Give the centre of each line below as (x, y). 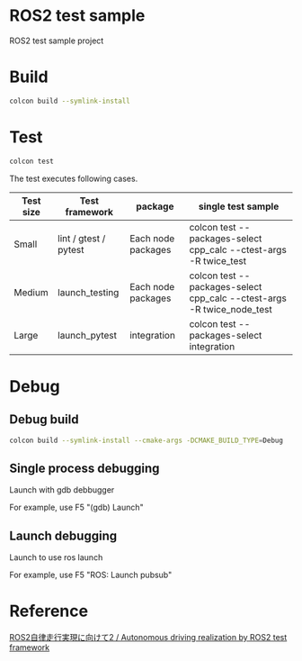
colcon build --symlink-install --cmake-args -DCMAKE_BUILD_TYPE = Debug (146, 440)
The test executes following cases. (74, 178)
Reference (49, 611)
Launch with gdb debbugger (62, 490)
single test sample (239, 206)
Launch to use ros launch (56, 557)
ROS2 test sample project (57, 41)
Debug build (44, 420)
